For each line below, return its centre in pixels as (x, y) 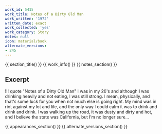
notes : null (17, 37)
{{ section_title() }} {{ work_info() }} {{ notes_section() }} (61, 64)
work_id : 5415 (19, 10)
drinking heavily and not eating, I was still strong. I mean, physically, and (78, 96)
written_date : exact (26, 23)
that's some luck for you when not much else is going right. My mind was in (81, 102)
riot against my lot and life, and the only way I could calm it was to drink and (81, 107)
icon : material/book (26, 41)
